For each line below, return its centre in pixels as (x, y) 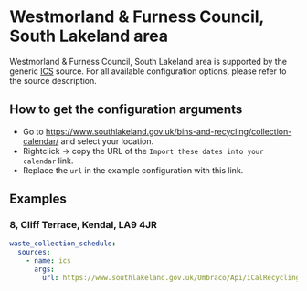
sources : (34, 253)
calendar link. (48, 161)
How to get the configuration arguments (126, 110)
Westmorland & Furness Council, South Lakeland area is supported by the (148, 61)
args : (44, 270)
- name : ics (48, 261)
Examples (38, 199)
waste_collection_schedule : (63, 244)
